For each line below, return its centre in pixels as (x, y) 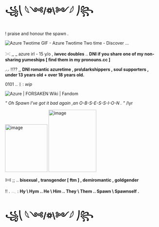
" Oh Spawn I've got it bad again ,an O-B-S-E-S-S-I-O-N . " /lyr (69, 103)
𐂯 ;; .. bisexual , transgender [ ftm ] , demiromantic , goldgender (72, 180)
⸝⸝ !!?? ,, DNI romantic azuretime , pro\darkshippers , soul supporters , (77, 69)
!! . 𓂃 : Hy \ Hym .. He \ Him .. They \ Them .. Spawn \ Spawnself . (72, 191)
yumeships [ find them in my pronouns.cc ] (66, 60)
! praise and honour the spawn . (37, 33)
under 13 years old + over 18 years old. (45, 75)
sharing (13, 60)
